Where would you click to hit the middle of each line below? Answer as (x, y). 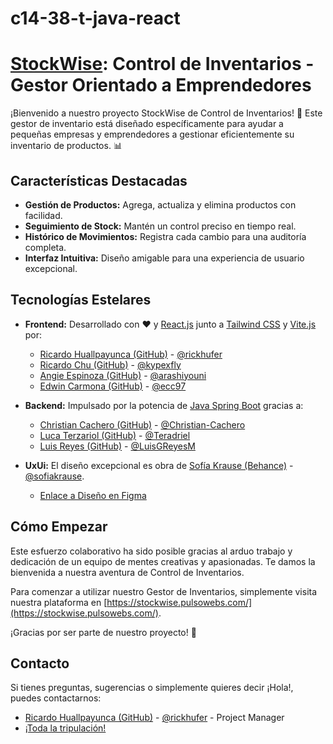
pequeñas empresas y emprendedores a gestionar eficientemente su (152, 134)
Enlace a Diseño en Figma (93, 495)
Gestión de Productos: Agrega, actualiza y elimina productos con (160, 204)
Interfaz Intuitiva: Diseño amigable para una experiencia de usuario (164, 258)
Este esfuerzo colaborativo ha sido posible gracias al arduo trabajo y (151, 551)
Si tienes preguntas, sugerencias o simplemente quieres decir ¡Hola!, (152, 688)
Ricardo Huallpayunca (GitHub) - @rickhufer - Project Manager (154, 718)
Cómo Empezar (59, 527)
